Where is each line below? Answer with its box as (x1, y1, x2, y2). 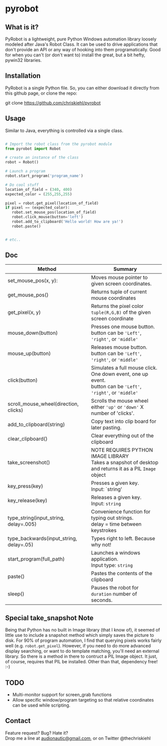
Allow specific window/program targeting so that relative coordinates (12, 697, 154, 703)
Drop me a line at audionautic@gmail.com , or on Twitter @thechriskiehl (5, 735, 151, 741)
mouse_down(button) (7, 329, 58, 336)
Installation (5, 72, 41, 80)
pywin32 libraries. (5, 57, 42, 63)
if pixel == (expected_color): (5, 205, 70, 210)
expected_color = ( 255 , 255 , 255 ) (5, 191, 72, 197)
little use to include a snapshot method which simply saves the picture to (5, 632, 154, 638)
